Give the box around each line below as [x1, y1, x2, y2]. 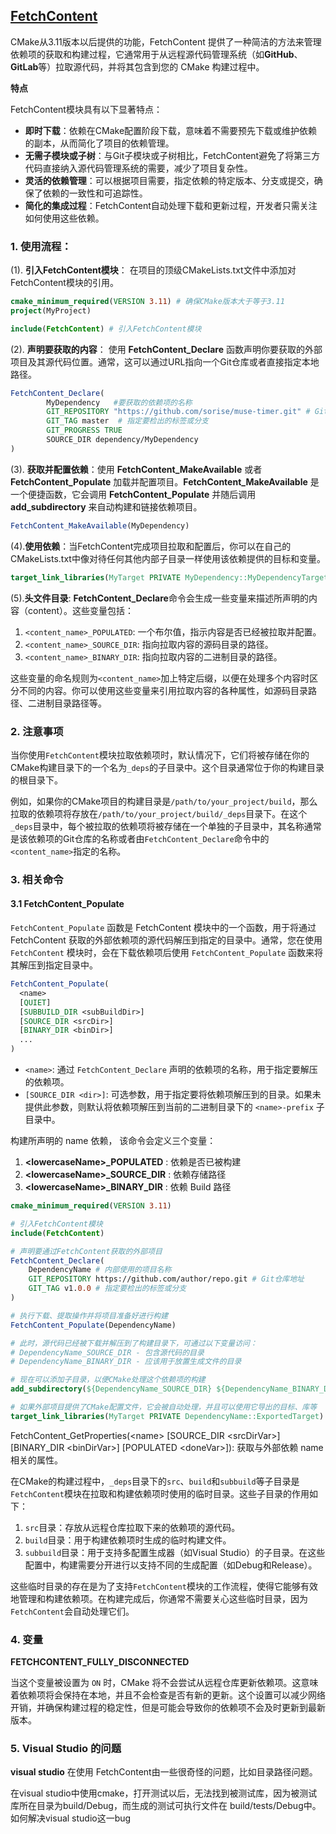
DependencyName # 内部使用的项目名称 [28, 1265, 172, 1275]
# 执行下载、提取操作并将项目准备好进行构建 [10, 1310, 169, 1321]
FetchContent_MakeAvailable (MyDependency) [10, 520, 190, 531]
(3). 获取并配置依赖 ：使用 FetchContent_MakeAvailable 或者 [10, 463, 263, 475]
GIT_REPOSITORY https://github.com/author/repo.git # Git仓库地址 [28, 1274, 305, 1284]
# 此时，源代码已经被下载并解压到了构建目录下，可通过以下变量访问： [10, 1338, 258, 1348]
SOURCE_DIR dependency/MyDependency [46, 435, 199, 445]
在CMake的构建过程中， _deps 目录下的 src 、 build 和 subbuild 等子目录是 [10, 1475, 300, 1487]
